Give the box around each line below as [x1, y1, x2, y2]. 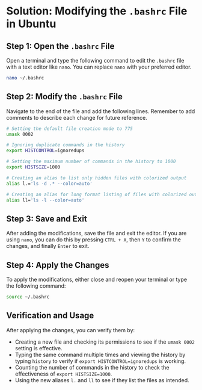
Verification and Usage [6, 311, 94, 321]
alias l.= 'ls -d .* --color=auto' [6, 181, 93, 187]
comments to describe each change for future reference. [6, 114, 147, 121]
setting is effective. [14, 344, 63, 351]
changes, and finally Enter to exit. [6, 243, 90, 250]
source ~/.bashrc [6, 294, 50, 300]
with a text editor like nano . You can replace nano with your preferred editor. [6, 63, 192, 70]
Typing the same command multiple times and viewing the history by [14, 351, 186, 358]
